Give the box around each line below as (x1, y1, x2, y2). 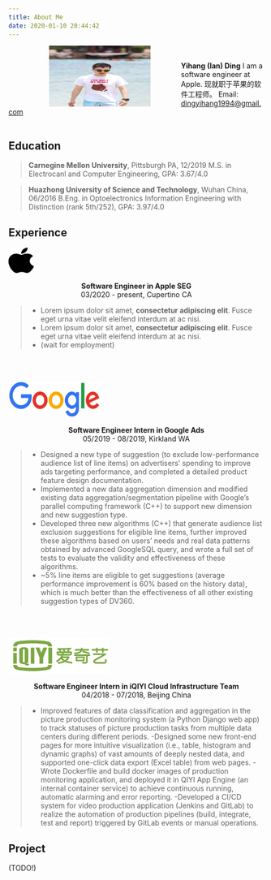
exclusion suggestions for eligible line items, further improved (40, 528, 247, 537)
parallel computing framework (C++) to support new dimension (40, 502, 252, 511)
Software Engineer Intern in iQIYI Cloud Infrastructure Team (33, 682, 239, 692)
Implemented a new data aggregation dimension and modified (40, 484, 248, 494)
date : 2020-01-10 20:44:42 (8, 21, 100, 30)
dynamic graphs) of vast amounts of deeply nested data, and (40, 749, 245, 759)
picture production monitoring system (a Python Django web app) (40, 714, 260, 724)
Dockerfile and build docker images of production (62, 766, 229, 776)
